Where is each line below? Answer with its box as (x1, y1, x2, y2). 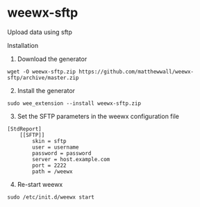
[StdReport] (7, 125, 42, 133)
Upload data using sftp (7, 28, 73, 36)
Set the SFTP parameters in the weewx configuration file (17, 112, 179, 120)
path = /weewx (32, 168, 73, 175)
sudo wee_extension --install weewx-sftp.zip (7, 99, 141, 107)
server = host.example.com (32, 156, 110, 163)
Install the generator (17, 86, 75, 94)
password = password (32, 149, 92, 157)
